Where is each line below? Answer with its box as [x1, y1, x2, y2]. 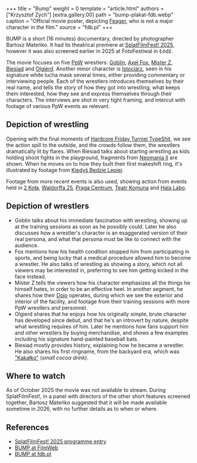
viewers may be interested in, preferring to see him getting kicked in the [14, 267, 189, 274]
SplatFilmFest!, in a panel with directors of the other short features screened [6, 393, 191, 400]
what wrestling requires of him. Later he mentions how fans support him [14, 323, 189, 330]
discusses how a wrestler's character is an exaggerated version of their [14, 229, 188, 236]
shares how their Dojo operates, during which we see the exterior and [14, 291, 184, 298]
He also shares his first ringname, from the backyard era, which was [14, 348, 180, 355]
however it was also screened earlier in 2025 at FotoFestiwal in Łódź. [6, 48, 174, 55]
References [6, 422, 49, 432]
